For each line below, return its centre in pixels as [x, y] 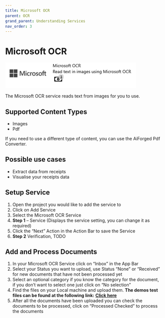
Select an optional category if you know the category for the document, [85, 280]
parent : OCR [17, 16]
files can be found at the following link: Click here [64, 296]
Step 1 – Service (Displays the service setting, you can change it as [81, 220]
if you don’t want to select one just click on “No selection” [72, 285]
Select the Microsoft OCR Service [47, 215]
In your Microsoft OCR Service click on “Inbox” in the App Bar [75, 264]
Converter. [16, 144]
